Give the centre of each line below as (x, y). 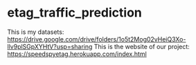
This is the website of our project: (142, 46)
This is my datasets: (36, 32)
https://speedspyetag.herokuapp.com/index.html (77, 54)
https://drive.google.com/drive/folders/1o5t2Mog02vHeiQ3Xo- (97, 39)
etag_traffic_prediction (74, 13)
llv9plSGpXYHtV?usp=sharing (50, 46)
